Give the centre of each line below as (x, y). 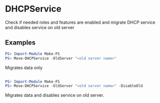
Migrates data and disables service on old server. (55, 95)
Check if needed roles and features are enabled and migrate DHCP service (80, 22)
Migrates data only (24, 67)
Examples (20, 43)
